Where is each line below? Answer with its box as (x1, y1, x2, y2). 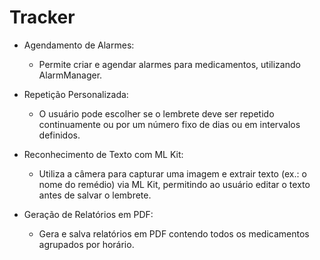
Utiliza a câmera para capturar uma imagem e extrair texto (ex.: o (38, 167, 307, 180)
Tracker (9, 6, 76, 29)
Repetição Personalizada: (23, 88, 129, 100)
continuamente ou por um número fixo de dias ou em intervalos (38, 118, 301, 130)
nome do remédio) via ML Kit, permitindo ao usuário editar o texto (38, 178, 311, 190)
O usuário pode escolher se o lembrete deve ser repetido (38, 107, 275, 120)
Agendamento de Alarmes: (23, 39, 135, 51)
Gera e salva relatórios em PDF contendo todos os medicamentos (38, 227, 310, 240)
